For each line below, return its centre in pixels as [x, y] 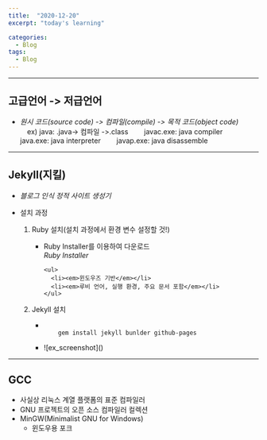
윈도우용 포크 [52, 428]
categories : [28, 37]
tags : [17, 52]
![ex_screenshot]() [74, 347]
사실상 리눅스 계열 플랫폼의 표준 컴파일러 [82, 400]
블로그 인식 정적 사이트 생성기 [65, 195]
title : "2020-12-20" [44, 15]
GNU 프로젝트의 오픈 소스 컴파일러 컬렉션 [84, 410]
